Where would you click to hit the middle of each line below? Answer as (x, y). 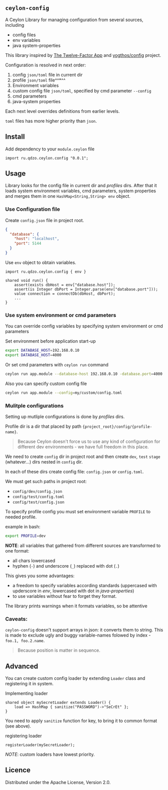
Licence (18, 770)
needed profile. (21, 517)
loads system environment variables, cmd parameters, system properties (81, 191)
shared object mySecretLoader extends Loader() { (58, 703)
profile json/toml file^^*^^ (39, 80)
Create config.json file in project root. (45, 220)
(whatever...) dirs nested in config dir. (44, 462)
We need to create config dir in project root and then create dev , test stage (83, 457)
